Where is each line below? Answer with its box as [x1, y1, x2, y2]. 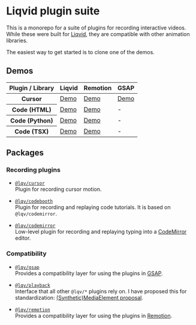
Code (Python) [10, 116, 53, 124]
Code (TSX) [14, 127, 49, 136]
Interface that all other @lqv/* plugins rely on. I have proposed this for [14, 287, 187, 295]
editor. [14, 234, 31, 241]
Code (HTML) [11, 105, 52, 114]
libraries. [6, 37, 28, 44]
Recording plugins [6, 166, 61, 174]
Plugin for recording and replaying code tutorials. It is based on [14, 204, 171, 211]
